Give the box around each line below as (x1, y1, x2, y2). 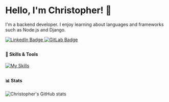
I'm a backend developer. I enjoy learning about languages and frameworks (5, 21, 164, 27)
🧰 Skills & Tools (5, 51, 38, 57)
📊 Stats (5, 78, 22, 84)
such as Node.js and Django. (5, 26, 66, 32)
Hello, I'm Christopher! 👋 (5, 5, 112, 16)
